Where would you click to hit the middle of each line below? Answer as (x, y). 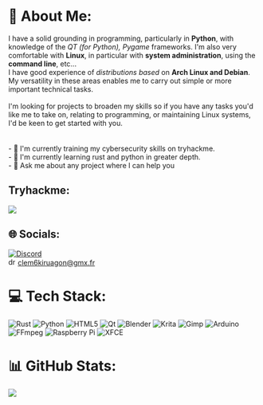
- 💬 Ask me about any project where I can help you (92, 165)
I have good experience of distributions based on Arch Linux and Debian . (130, 72)
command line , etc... (43, 64)
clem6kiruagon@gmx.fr (56, 262)
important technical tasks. (51, 89)
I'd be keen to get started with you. (66, 123)
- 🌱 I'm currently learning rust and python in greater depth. (104, 157)
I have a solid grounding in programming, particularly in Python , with (121, 38)
